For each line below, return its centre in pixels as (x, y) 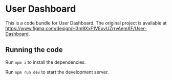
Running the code (34, 50)
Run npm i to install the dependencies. (46, 62)
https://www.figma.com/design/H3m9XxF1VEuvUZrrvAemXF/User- (76, 28)
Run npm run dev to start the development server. (57, 72)
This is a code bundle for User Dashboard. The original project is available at (86, 23)
